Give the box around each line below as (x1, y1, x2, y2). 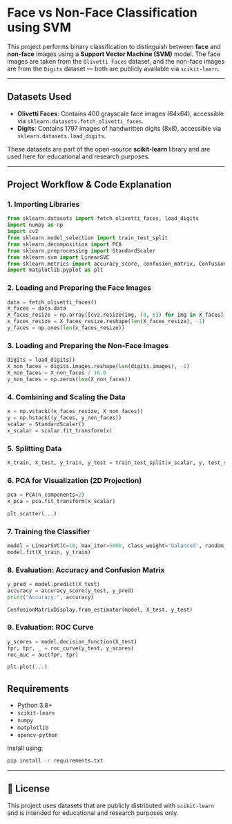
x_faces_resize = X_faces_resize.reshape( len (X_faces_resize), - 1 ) (7, 318, 206, 325)
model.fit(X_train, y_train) (7, 549, 91, 556)
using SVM (7, 19, 71, 35)
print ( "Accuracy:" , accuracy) (7, 594, 95, 601)
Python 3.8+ (17, 701, 53, 710)
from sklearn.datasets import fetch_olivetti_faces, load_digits (7, 215, 199, 222)
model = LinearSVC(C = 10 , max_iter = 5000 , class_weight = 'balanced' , (7, 542, 202, 549)
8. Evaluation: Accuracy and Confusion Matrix (7, 565, 165, 575)
